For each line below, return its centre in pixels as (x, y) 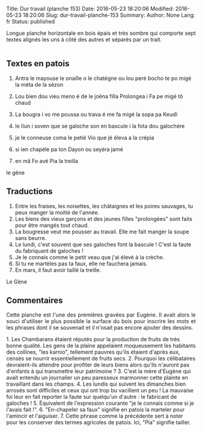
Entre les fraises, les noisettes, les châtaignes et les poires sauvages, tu (104, 206)
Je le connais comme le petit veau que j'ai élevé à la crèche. (90, 257)
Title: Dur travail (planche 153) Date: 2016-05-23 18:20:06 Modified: (90, 9)
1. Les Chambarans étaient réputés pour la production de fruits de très (93, 339)
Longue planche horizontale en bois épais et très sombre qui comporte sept (101, 33)
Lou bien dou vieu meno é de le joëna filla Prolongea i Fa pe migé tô (99, 96)
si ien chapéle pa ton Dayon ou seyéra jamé (69, 149)
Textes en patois (38, 63)
